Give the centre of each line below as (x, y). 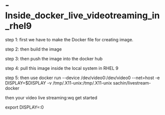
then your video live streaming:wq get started (51, 97)
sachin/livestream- (132, 83)
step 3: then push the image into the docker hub (54, 58)
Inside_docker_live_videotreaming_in (82, 15)
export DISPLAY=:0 (25, 107)
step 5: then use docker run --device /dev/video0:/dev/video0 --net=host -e (82, 78)
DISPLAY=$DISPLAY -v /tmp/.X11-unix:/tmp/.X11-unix (59, 83)
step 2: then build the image (33, 49)
